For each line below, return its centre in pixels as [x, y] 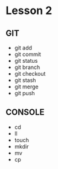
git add [23, 48]
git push [24, 93]
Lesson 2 [29, 11]
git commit [28, 54]
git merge [26, 87]
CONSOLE [25, 113]
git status [26, 61]
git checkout [30, 74]
